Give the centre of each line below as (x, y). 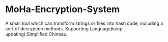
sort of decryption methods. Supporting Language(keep (64, 28)
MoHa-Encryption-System (63, 9)
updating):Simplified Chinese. (36, 34)
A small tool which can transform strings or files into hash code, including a (84, 23)
